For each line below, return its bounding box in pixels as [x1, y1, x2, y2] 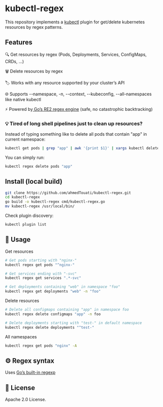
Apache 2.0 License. [5, 397, 46, 403]
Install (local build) [5, 177, 63, 186]
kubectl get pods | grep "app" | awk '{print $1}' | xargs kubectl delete [5, 146, 160, 151]
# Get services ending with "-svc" [5, 271, 77, 276]
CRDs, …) [5, 58, 24, 64]
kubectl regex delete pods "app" [5, 164, 73, 169]
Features [5, 38, 33, 47]
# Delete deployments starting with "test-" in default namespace [5, 320, 142, 325]
